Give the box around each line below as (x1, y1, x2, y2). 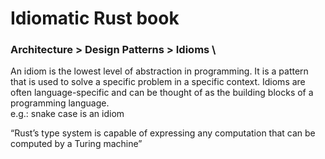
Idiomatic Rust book (10, 7, 180, 30)
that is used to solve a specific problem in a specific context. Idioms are (10, 76, 306, 88)
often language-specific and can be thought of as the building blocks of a (10, 87, 314, 99)
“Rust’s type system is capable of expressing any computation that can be (10, 127, 316, 139)
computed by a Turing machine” (10, 138, 143, 150)
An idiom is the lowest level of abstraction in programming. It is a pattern (10, 65, 309, 77)
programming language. (10, 97, 110, 109)
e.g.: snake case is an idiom (10, 108, 125, 120)
